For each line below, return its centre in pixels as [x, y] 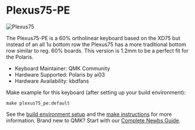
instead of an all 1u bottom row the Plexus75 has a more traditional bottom [96, 44]
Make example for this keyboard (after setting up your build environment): [96, 92]
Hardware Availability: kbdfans [52, 81]
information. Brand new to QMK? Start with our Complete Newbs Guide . [93, 120]
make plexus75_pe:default [38, 103]
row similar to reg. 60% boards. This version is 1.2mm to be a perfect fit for [97, 50]
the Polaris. [20, 57]
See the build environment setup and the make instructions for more [89, 114]
